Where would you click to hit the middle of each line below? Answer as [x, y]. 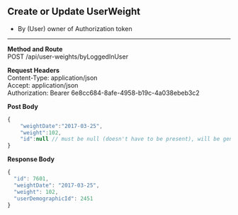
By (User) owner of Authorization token [75, 28]
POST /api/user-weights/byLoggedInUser [68, 57]
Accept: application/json [43, 85]
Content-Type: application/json [52, 78]
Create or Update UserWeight [74, 12]
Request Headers [34, 70]
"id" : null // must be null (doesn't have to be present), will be [120, 139]
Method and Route [35, 49]
